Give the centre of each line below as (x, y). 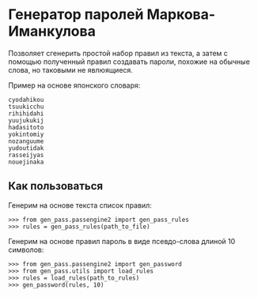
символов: (26, 250)
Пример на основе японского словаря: (74, 85)
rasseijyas (26, 155)
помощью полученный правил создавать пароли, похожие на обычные (129, 62)
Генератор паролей (76, 15)
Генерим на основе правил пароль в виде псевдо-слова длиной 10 (122, 241)
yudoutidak (26, 148)
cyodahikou (26, 100)
